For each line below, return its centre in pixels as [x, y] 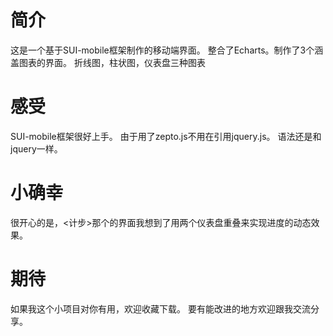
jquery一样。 [36, 148]
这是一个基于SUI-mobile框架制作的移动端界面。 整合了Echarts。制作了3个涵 [167, 50]
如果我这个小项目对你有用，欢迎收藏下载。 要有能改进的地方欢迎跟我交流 [160, 308]
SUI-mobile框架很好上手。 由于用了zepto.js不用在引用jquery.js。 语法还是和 [166, 136]
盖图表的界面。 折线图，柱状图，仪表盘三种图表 [108, 62]
